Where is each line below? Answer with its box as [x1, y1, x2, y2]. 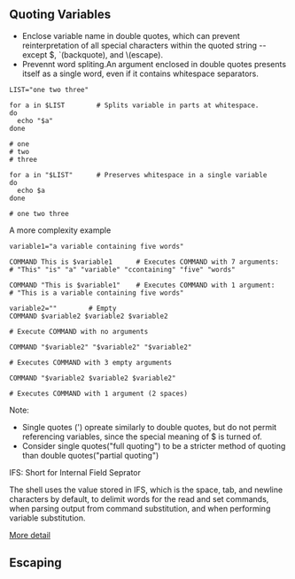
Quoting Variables [9, 7, 112, 22]
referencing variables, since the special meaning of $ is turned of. [21, 431, 263, 442]
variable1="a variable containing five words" [9, 242, 184, 251]
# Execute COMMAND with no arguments [9, 327, 149, 336]
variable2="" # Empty [9, 304, 117, 313]
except [21, 49, 48, 60]
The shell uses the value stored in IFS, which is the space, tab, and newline [9, 484, 283, 495]
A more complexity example [9, 225, 112, 235]
